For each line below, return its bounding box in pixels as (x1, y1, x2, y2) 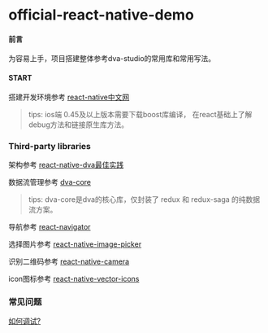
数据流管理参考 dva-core (8, 177, 92, 186)
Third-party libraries (8, 140, 91, 151)
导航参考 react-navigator (8, 221, 91, 231)
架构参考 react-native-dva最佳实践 (8, 160, 124, 169)
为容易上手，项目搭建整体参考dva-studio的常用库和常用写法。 (8, 54, 216, 64)
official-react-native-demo (8, 6, 195, 24)
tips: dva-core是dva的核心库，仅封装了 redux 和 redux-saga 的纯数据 (28, 194, 261, 204)
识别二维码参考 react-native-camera (8, 256, 130, 266)
